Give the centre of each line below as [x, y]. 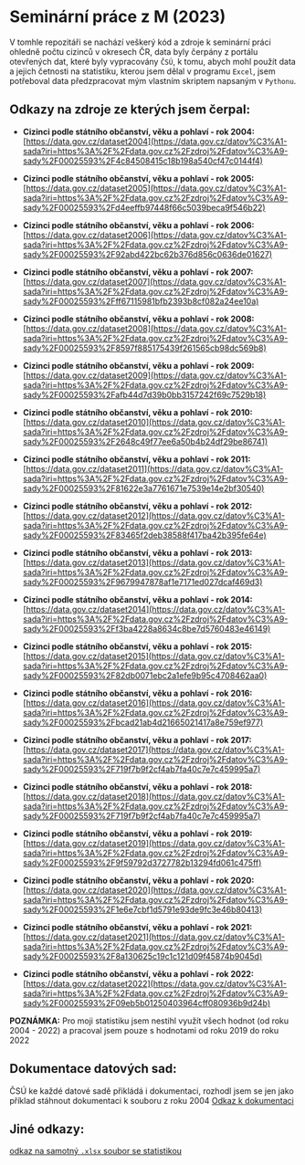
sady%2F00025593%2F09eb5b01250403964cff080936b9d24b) [147, 1002]
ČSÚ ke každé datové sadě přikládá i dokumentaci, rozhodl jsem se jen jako [152, 1091]
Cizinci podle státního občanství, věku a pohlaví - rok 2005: [138, 178]
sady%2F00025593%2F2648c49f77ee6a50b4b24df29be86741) [145, 441]
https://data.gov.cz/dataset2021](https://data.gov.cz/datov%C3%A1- [156, 937]
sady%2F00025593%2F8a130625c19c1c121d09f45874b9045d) [142, 956]
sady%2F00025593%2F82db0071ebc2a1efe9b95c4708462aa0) [145, 675]
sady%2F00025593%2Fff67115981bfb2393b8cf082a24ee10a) [141, 301]
